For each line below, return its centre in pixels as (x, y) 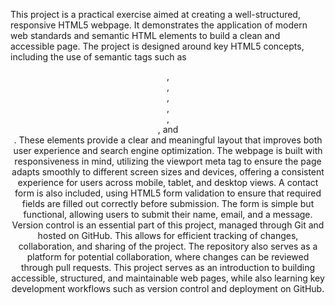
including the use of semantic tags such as (98, 57)
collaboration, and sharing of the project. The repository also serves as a (168, 246)
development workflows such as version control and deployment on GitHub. (168, 288)
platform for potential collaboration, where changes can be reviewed (168, 257)
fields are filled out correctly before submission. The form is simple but (168, 203)
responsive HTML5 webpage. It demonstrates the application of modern (159, 25)
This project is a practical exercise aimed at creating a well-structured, (155, 14)
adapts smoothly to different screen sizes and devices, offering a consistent (168, 172)
